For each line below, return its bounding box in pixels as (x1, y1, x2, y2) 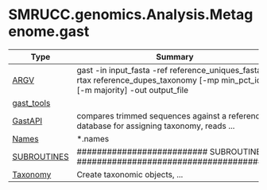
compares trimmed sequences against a (76, 110, 226, 121)
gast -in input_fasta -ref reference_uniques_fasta (76, 64, 262, 76)
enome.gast (8, 22, 90, 41)
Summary (156, 51, 194, 62)
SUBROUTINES (12, 151, 69, 162)
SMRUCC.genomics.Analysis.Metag (8, 6, 253, 24)
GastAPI (12, 115, 43, 126)
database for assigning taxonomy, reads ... (76, 120, 235, 131)
